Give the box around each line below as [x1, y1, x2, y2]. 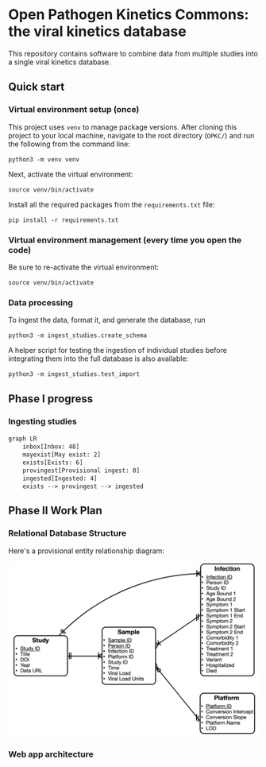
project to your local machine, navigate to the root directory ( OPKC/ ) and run [8, 130, 255, 140]
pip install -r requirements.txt [8, 216, 119, 224]
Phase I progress [8, 392, 94, 405]
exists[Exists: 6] [22, 459, 83, 467]
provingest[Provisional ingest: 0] [22, 467, 141, 475]
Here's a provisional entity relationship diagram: [8, 546, 165, 556]
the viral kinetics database [8, 22, 187, 41]
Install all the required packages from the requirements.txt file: [8, 199, 215, 209]
